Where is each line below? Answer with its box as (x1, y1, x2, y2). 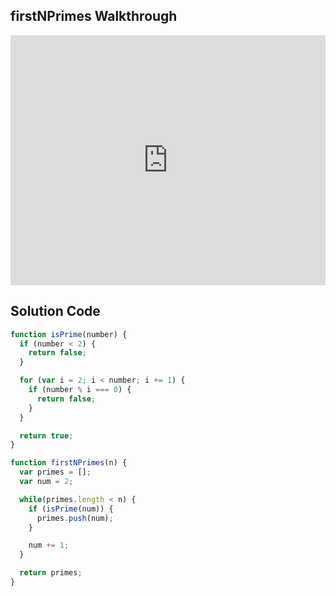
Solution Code (10, 303, 101, 320)
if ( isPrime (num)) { (28, 504, 114, 514)
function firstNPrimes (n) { (10, 458, 128, 468)
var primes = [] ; (19, 467, 92, 478)
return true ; (19, 430, 74, 441)
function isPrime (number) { (10, 329, 128, 339)
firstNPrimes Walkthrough (10, 8, 178, 25)
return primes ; (19, 568, 83, 578)
